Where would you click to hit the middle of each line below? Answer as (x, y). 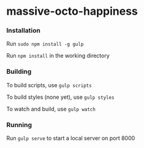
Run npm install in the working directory (58, 56)
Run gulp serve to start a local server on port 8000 (71, 138)
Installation (24, 31)
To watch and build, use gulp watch (51, 109)
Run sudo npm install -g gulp (45, 44)
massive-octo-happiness (72, 11)
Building (19, 72)
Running (19, 125)
